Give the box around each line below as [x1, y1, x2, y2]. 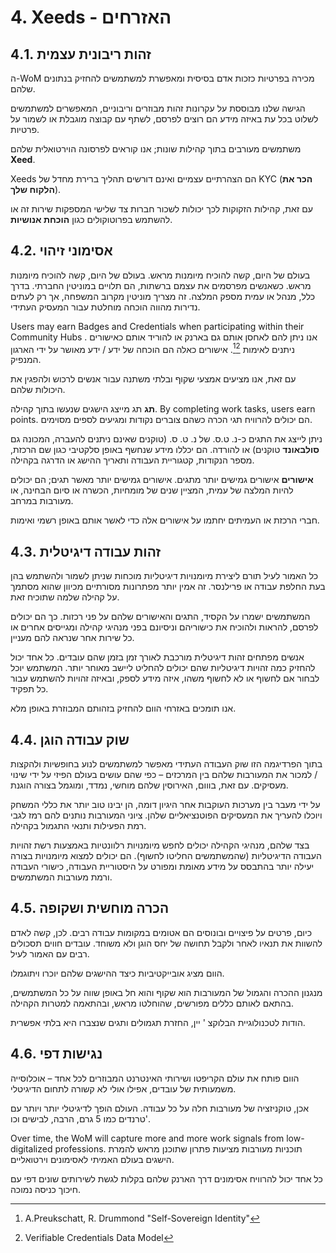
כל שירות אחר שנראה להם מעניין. [10, 632, 135, 644]
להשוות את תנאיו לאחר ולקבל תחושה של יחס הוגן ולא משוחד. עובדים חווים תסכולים [10, 937, 323, 949]
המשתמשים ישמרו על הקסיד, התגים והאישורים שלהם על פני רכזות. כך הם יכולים [10, 611, 311, 623]
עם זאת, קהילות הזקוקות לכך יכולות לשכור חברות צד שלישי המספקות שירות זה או [10, 203, 313, 215]
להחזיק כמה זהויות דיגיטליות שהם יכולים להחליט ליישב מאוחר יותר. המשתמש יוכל [10, 662, 316, 674]
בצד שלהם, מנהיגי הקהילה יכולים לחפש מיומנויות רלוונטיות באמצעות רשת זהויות [10, 839, 310, 851]
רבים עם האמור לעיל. [10, 947, 90, 960]
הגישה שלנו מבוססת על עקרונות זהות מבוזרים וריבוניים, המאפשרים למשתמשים [10, 102, 306, 114]
